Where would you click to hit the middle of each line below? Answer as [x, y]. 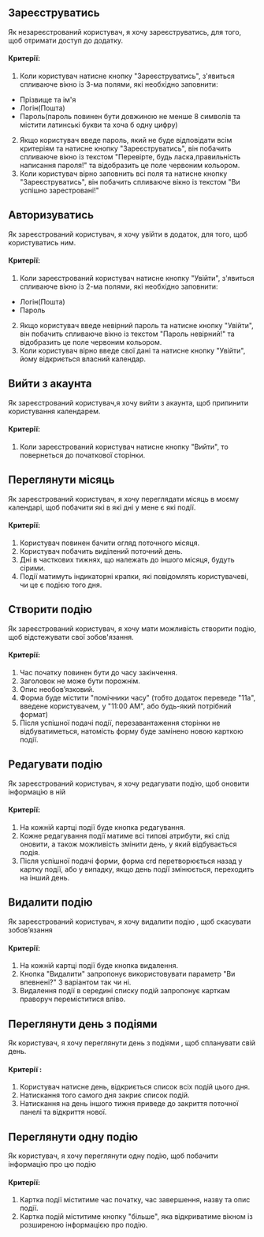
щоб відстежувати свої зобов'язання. [71, 637]
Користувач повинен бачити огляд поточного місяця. [109, 543]
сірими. [32, 568]
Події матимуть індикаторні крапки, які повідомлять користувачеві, [134, 577]
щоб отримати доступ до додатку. [66, 40]
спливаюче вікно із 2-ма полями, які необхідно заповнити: [119, 286]
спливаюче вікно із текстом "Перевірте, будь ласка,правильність [130, 157]
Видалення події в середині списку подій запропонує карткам [125, 991]
